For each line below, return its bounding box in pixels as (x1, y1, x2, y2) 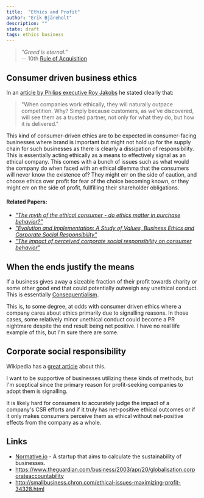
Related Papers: (6, 198, 47, 205)
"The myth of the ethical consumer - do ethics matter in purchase (15, 211, 181, 219)
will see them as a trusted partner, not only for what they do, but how (21, 114, 195, 121)
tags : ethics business (6, 32, 64, 38)
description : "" (6, 20, 47, 26)
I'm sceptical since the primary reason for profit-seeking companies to (6, 381, 184, 388)
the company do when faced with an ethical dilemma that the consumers (6, 164, 189, 172)
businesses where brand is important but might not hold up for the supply (6, 138, 191, 145)
